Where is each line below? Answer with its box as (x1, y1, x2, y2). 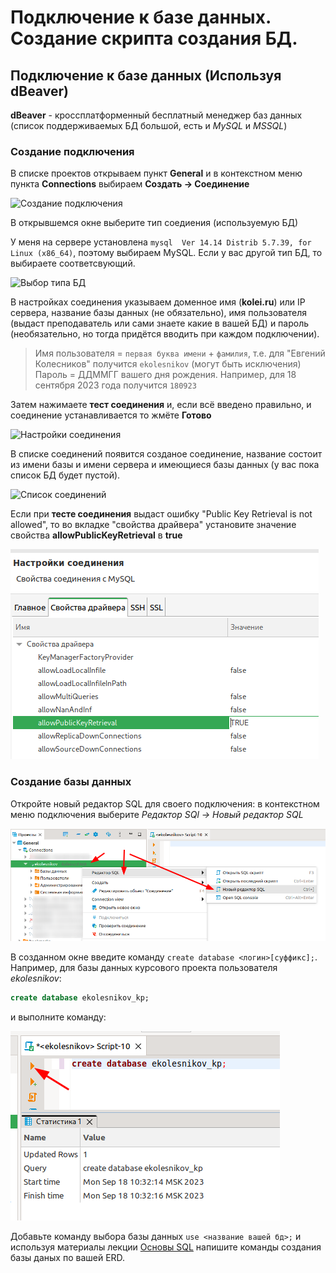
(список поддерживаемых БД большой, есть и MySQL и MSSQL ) (10, 120, 288, 131)
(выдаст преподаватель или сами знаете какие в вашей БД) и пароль (10, 317, 310, 330)
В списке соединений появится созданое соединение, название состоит (10, 448, 323, 460)
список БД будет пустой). (10, 469, 121, 481)
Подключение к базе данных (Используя (10, 67, 282, 84)
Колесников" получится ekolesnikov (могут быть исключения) (34, 358, 302, 370)
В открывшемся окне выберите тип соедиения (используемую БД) (10, 217, 299, 229)
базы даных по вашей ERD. (10, 1251, 126, 1263)
